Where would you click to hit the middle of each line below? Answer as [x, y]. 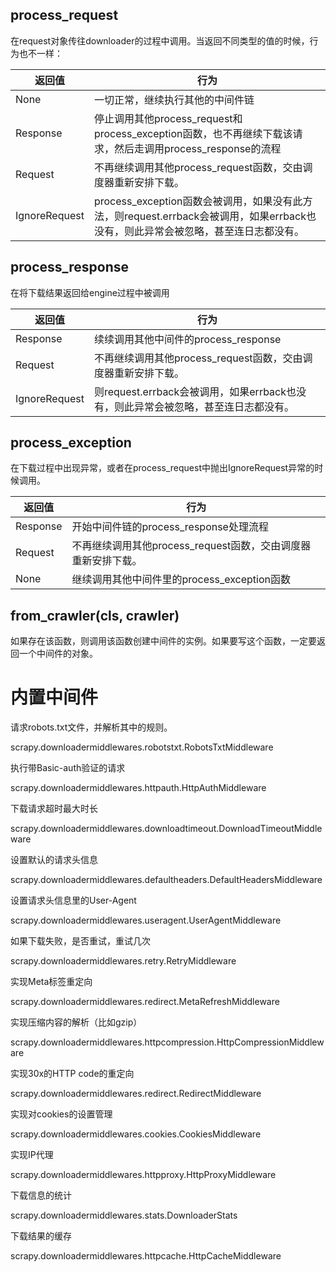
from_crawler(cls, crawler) [95, 615]
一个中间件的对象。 [58, 654]
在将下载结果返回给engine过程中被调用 [90, 292]
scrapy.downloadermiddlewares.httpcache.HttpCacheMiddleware [146, 1256]
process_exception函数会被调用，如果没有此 [198, 201]
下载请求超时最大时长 [54, 809]
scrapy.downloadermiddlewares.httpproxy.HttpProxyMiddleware [143, 1175]
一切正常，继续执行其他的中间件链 [174, 100]
